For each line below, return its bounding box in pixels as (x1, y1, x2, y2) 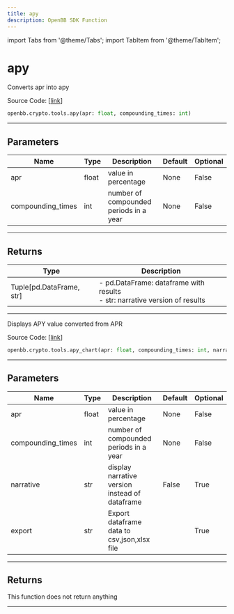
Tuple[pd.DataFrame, (10, 282, 80, 292)
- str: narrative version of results (98, 295, 205, 305)
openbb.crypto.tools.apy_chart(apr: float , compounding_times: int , (7, 346, 210, 354)
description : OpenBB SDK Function (7, 17, 108, 24)
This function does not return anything (7, 592, 118, 601)
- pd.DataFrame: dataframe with (98, 278, 205, 288)
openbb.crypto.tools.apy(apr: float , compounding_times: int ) (7, 110, 192, 117)
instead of (107, 488, 141, 498)
